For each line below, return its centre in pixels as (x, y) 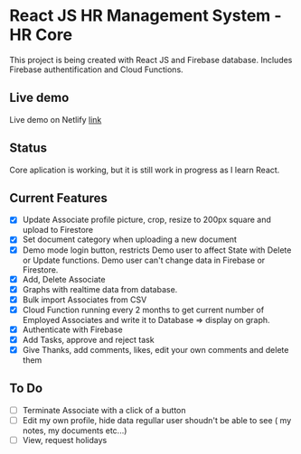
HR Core (41, 35)
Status (28, 148)
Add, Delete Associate (64, 279)
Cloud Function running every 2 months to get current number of (143, 310)
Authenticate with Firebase (73, 329)
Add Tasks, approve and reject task (89, 339)
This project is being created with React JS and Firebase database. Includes (151, 60)
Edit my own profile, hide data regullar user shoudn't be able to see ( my (157, 420)
